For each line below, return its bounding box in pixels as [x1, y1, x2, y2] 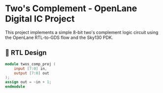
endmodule [5, 84, 26, 89]
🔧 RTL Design [5, 49, 47, 57]
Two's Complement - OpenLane [5, 3, 137, 14]
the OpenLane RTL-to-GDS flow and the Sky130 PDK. [5, 35, 113, 40]
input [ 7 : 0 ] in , [14, 66, 48, 71]
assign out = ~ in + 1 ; [5, 80, 52, 85]
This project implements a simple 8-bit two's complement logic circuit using [5, 29, 159, 35]
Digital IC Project [5, 13, 75, 24]
